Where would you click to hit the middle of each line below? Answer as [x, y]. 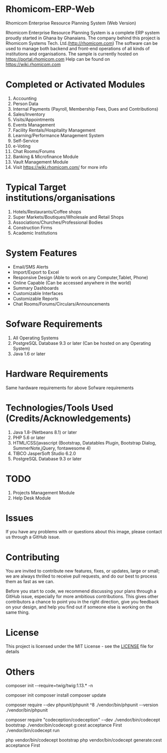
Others [20, 672]
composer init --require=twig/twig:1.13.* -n [49, 686]
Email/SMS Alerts [31, 267]
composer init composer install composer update [56, 695]
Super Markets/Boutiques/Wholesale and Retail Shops [68, 217]
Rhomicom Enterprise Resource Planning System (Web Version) [71, 23]
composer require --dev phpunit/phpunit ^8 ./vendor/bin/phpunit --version [82, 705]
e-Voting [22, 146]
